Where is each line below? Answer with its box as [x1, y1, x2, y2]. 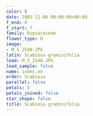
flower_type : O [6, 36, 43, 42]
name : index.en [6, 69, 43, 74]
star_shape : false [6, 95, 51, 101]
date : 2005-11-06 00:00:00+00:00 [6, 14, 88, 20]
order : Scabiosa [6, 74, 46, 80]
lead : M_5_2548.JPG [6, 57, 54, 63]
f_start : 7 [6, 25, 33, 31]
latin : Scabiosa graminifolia [6, 52, 80, 58]
